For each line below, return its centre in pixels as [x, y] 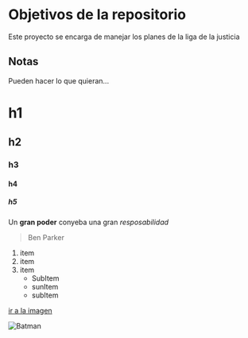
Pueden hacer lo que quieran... [59, 80]
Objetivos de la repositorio [97, 15]
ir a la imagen [31, 310]
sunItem [45, 286]
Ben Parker [46, 237]
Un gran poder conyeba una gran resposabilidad [89, 222]
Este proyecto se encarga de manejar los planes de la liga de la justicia [124, 37]
